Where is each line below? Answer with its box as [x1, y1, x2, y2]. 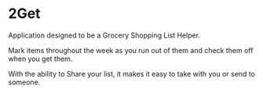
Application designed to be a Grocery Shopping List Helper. [8, 30, 201, 40]
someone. [8, 77, 41, 87]
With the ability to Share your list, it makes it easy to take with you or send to [8, 69, 255, 78]
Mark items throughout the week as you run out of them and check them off [8, 45, 254, 55]
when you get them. [8, 54, 73, 63]
